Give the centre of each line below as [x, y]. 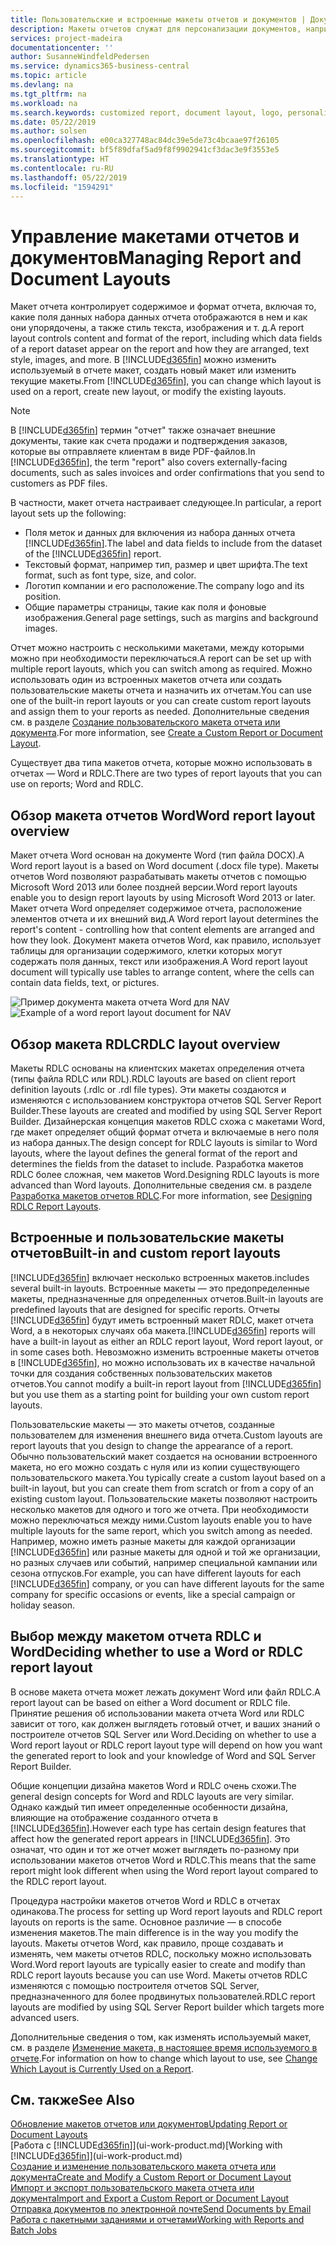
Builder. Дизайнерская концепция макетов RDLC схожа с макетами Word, [168, 1121]
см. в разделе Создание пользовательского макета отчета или [145, 722]
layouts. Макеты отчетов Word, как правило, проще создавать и [147, 1943]
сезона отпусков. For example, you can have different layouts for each [156, 1573]
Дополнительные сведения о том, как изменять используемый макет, [161, 2037]
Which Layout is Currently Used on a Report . [102, 2068]
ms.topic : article [48, 76]
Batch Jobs [34, 2230]
